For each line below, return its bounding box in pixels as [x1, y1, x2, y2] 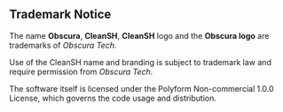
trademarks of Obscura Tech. [9, 40, 117, 50]
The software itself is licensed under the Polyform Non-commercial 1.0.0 [9, 83, 274, 93]
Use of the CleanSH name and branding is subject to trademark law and [9, 56, 272, 67]
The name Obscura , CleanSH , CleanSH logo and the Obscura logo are [9, 30, 270, 41]
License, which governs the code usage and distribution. [9, 93, 217, 103]
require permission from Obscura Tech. [9, 66, 153, 77]
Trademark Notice [9, 7, 112, 22]
